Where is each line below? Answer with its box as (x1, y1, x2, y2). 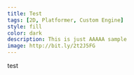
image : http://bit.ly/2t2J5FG (7, 42, 96, 49)
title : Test (7, 10, 42, 17)
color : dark (7, 29, 42, 37)
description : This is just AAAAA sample (7, 36, 128, 43)
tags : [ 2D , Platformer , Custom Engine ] (7, 17, 124, 24)
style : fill (7, 23, 42, 30)
